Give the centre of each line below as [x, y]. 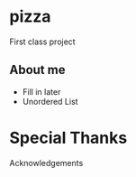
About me [37, 70]
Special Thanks [68, 138]
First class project [42, 42]
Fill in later [41, 91]
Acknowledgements [46, 163]
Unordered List [50, 101]
